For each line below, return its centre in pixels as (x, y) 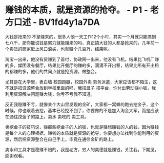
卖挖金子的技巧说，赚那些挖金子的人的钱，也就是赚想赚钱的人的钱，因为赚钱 (82, 127)
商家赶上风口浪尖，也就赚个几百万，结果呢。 (67, 49)
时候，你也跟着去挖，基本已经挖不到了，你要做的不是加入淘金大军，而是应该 (82, 110)
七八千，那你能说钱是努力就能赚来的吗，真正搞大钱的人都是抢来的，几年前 (80, 42)
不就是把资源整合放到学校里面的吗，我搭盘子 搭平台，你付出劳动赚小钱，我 (81, 88)
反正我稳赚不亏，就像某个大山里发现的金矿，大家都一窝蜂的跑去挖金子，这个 (82, 104)
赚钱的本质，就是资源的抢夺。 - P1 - (77, 10)
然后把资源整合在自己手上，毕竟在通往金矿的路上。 (65, 139)
